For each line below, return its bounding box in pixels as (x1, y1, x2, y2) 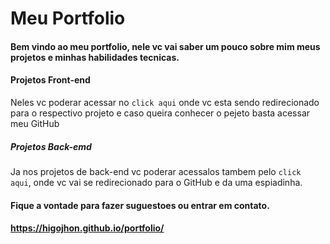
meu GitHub (10, 117, 60, 129)
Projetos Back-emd (10, 140, 92, 152)
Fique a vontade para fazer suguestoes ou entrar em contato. (10, 199, 270, 211)
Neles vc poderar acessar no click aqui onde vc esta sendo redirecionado (10, 96, 320, 108)
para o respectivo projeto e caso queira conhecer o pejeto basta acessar (10, 107, 311, 119)
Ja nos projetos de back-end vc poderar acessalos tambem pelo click (10, 165, 302, 177)
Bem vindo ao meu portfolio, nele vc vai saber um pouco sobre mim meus (10, 40, 321, 52)
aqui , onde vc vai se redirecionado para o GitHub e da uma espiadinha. (10, 176, 303, 188)
